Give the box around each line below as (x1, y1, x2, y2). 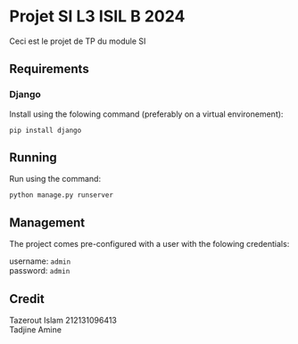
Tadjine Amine (9, 324, 62, 335)
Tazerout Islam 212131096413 (9, 315, 118, 326)
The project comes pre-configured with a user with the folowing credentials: (9, 239, 290, 250)
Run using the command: (9, 174, 101, 184)
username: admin (9, 256, 71, 266)
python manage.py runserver (9, 191, 114, 200)
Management (9, 215, 86, 230)
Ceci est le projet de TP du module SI (9, 36, 146, 46)
